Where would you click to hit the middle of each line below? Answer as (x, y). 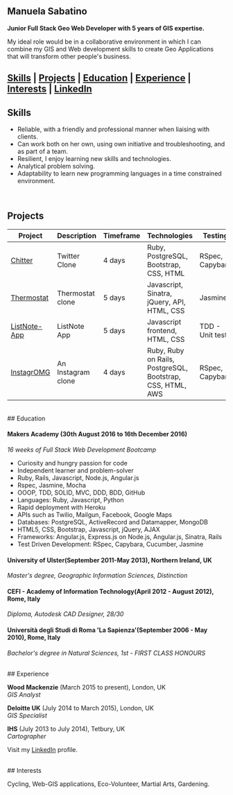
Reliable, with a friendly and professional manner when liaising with (113, 129)
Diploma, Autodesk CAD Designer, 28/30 (66, 614)
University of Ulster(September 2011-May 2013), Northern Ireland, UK (110, 560)
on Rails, (161, 359)
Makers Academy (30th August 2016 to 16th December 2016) (97, 434)
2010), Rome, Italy (34, 638)
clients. (27, 137)
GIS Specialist (27, 715)
